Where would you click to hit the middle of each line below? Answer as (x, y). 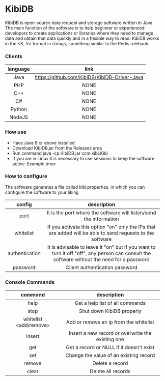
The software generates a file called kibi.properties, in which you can (75, 187)
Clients (14, 56)
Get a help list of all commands (110, 303)
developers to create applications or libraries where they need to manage (79, 33)
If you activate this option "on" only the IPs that (101, 227)
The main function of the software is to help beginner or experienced (75, 28)
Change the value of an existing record (110, 355)
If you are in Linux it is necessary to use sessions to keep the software (83, 158)
